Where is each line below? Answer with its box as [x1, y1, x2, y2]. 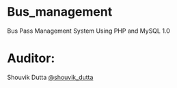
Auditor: [7, 50, 55, 66]
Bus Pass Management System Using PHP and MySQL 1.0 [7, 27, 171, 35]
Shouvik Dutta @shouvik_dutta [7, 73, 94, 81]
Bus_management [7, 4, 113, 20]
